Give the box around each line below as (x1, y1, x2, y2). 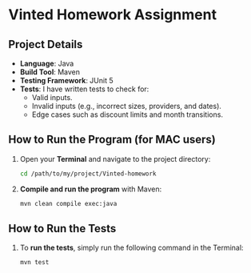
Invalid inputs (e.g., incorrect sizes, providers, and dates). (31, 102, 222, 110)
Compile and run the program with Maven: (19, 184, 162, 194)
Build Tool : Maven (19, 67, 81, 77)
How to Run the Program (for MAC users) (8, 133, 216, 147)
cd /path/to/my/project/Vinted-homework (19, 170, 157, 178)
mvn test (19, 259, 50, 267)
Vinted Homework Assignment (8, 6, 217, 24)
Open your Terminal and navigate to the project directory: (19, 154, 211, 163)
